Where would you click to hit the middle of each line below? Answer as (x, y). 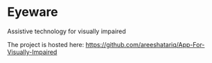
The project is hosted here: (46, 44)
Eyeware (33, 12)
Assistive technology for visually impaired (67, 31)
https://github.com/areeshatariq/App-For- (145, 44)
